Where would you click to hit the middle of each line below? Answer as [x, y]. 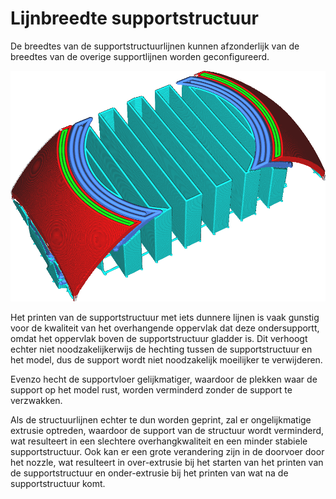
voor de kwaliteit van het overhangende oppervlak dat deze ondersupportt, [165, 328]
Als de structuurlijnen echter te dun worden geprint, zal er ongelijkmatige [161, 420]
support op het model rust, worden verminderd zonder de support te [151, 390]
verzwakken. [36, 401]
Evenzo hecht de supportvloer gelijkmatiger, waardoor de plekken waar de [164, 379]
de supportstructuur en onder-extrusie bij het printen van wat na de [149, 473]
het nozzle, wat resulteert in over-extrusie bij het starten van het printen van [167, 463]
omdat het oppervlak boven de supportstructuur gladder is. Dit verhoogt [159, 339]
